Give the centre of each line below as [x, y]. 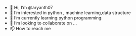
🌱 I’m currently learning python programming [56, 18]
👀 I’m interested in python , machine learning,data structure [70, 13]
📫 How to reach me [30, 28]
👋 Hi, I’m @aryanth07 [31, 8]
